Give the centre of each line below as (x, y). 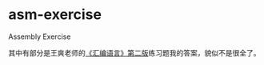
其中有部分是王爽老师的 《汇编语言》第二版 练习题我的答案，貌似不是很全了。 (134, 52)
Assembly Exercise (40, 36)
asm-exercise (55, 15)
